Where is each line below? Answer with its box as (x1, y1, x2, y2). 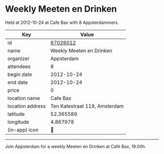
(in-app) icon (7, 126, 39, 133)
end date (7, 79, 28, 86)
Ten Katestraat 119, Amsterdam (50, 102, 124, 109)
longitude (7, 118, 29, 125)
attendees (7, 63, 31, 70)
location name (7, 95, 40, 101)
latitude (7, 111, 25, 117)
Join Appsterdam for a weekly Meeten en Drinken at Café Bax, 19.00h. (5, 143, 146, 149)
